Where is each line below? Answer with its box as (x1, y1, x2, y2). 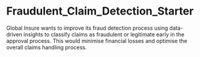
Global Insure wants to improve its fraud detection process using (6, 24, 168, 32)
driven (6, 30, 22, 38)
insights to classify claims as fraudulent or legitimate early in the (23, 30, 185, 38)
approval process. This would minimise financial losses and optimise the (6, 37, 187, 44)
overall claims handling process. (6, 44, 87, 51)
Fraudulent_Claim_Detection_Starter (6, 4, 194, 18)
